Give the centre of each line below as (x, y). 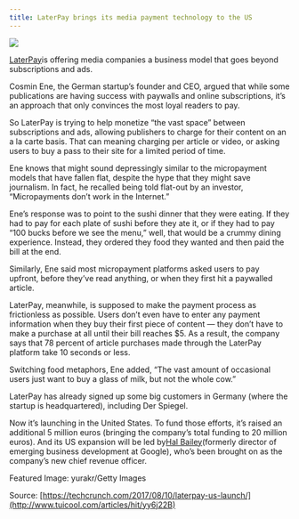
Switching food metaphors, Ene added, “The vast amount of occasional (140, 369)
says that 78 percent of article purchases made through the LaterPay (136, 343)
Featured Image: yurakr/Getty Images (78, 478)
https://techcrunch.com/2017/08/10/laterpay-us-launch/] (147, 495)
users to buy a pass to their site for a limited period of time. (117, 150)
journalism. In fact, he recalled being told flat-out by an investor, (126, 187)
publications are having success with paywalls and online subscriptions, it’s (148, 95)
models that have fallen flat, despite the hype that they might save (130, 177)
